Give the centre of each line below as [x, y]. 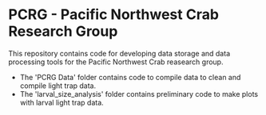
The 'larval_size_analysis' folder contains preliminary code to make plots [139, 94]
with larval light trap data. [62, 102]
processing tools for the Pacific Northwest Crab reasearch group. [116, 62]
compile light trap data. [58, 86]
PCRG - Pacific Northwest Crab [114, 15]
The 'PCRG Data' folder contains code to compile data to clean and [130, 77]
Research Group [63, 31]
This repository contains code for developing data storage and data [119, 53]
